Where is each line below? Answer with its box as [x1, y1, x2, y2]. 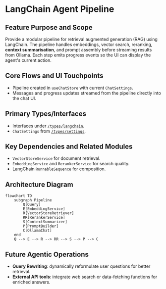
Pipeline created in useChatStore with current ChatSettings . [12, 85, 134, 91]
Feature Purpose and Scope [5, 23, 93, 32]
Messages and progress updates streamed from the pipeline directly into [12, 90, 161, 96]
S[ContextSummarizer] [23, 219, 68, 225]
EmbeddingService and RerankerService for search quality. [12, 161, 130, 167]
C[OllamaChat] [23, 228, 52, 233]
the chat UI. [12, 95, 36, 101]
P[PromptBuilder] [23, 224, 58, 229]
